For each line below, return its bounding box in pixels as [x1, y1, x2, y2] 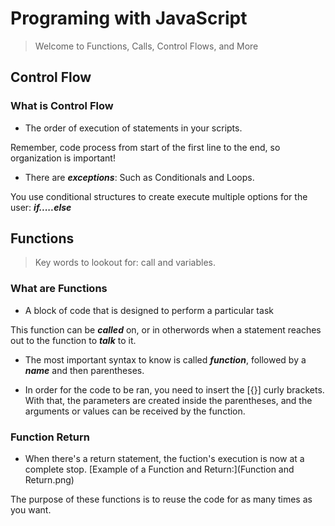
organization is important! [10, 152, 116, 164]
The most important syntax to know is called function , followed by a [24, 353, 307, 366]
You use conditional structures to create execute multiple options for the [10, 190, 308, 202]
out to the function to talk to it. [10, 334, 137, 346]
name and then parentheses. [24, 364, 145, 376]
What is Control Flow [10, 99, 114, 113]
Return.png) [24, 474, 75, 486]
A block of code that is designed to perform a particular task [24, 304, 274, 316]
